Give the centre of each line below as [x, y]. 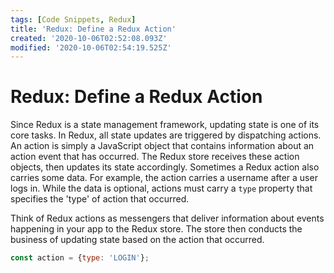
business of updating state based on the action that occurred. [137, 240]
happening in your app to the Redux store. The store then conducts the [156, 229]
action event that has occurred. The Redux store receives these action [155, 157]
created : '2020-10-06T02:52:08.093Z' [89, 38]
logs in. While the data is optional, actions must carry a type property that [161, 188]
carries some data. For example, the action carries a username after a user [164, 178]
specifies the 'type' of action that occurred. [100, 199]
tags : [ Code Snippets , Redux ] [73, 19]
